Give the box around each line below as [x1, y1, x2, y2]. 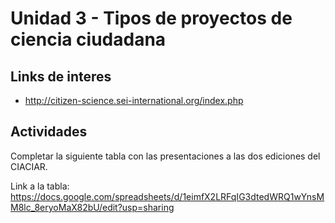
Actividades [10, 123, 88, 141]
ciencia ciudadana [10, 28, 167, 51]
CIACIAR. [10, 160, 48, 172]
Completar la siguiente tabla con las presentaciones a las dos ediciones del [10, 150, 321, 162]
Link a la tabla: [10, 180, 70, 192]
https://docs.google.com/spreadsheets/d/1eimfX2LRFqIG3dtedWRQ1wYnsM [10, 190, 325, 202]
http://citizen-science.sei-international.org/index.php [24, 95, 244, 106]
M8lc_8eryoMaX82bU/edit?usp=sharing [10, 201, 175, 213]
